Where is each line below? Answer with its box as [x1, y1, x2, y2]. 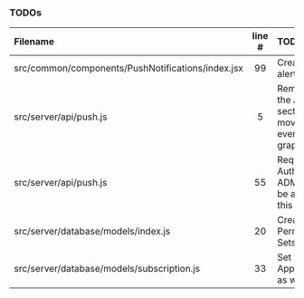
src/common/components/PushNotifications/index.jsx [14, 62, 244, 74]
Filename [14, 35, 54, 48]
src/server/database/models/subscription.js [14, 263, 201, 275]
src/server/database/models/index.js [14, 225, 171, 237]
